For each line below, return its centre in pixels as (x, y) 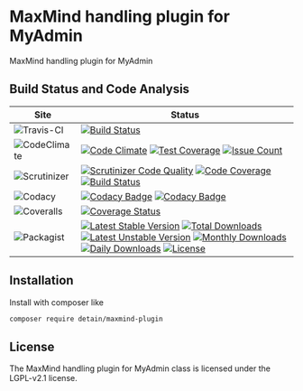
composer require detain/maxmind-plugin (87, 319)
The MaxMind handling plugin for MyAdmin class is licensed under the (140, 368)
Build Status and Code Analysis (100, 89)
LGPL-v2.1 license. (44, 378)
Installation (41, 280)
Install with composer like (56, 302)
